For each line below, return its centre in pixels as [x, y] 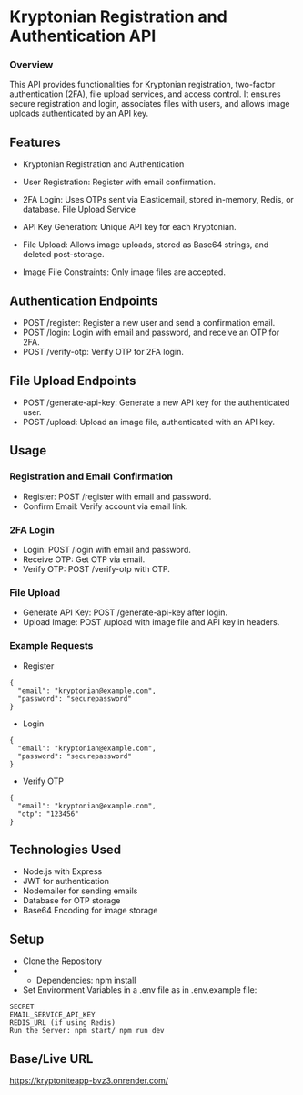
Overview [31, 65]
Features [35, 142]
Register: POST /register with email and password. [117, 496]
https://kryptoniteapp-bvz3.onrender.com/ [89, 1080]
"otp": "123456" [48, 814]
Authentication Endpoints [84, 301]
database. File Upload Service [79, 209]
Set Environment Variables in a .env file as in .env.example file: [140, 990]
